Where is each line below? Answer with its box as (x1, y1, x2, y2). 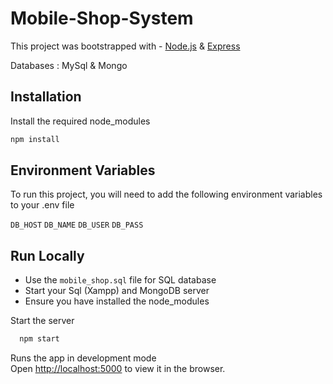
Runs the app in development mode (10, 352, 157, 364)
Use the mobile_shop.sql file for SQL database (24, 274, 217, 286)
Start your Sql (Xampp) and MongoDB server (24, 285, 210, 297)
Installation (10, 88, 82, 106)
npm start (19, 334, 60, 344)
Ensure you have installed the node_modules (24, 295, 210, 307)
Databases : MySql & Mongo (10, 59, 128, 71)
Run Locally (10, 247, 85, 264)
